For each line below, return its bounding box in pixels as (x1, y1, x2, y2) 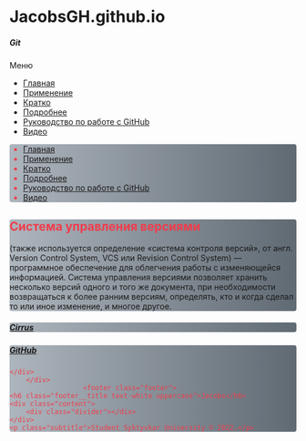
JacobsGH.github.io (9, 6, 166, 27)
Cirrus (9, 322, 35, 333)
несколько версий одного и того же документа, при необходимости (9, 281, 276, 292)
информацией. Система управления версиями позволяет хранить (9, 272, 268, 282)
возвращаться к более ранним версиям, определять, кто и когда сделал (9, 291, 294, 302)
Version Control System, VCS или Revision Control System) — (9, 252, 242, 263)
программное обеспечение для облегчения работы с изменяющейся (9, 262, 280, 272)
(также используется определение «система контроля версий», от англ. (9, 242, 293, 253)
